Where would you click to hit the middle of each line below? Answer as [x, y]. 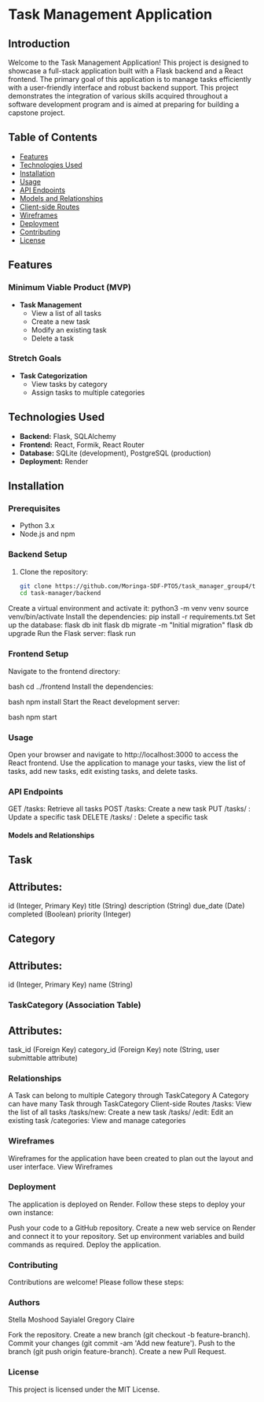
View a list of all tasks [66, 313]
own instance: [31, 1212]
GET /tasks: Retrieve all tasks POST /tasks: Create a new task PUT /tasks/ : [129, 809]
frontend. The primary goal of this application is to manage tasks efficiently [130, 79]
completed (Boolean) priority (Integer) [70, 914]
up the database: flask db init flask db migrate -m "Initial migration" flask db [131, 625]
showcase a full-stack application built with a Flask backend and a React [126, 71]
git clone [36, 586]
